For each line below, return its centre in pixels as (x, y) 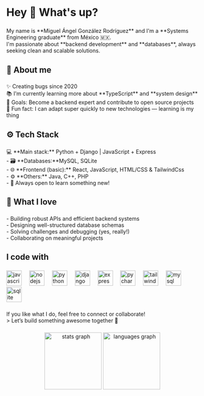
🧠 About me (29, 70)
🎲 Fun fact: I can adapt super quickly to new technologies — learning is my (100, 109)
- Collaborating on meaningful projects (55, 238)
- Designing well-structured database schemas (65, 225)
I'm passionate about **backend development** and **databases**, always (101, 44)
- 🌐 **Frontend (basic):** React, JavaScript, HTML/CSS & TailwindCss (95, 169)
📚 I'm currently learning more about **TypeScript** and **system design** (102, 94)
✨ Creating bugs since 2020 (42, 86)
